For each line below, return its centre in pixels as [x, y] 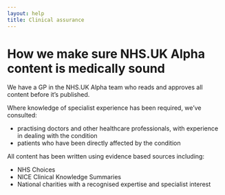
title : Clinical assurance [46, 20]
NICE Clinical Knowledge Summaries [69, 177]
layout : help [26, 13]
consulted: [22, 115]
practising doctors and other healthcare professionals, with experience [118, 128]
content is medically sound [86, 68]
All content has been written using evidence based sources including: [106, 157]
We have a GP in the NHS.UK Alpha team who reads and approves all [105, 87]
